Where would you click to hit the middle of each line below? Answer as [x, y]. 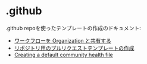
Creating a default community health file [64, 55]
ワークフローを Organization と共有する [62, 40]
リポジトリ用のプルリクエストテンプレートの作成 [74, 48]
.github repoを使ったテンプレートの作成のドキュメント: [73, 28]
